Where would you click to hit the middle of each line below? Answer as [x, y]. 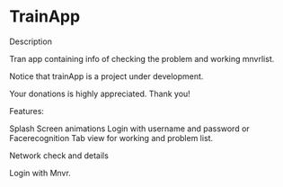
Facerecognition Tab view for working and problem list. [111, 138]
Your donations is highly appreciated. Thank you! [100, 93]
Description [31, 41]
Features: [27, 111]
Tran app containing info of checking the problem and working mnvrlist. [142, 58]
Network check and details [59, 156]
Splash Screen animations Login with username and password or [129, 129]
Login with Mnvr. [40, 173]
